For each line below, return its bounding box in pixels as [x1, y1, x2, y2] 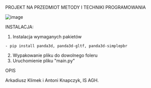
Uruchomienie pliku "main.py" [12, 58, 75, 64]
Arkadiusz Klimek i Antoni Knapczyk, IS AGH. [5, 77, 99, 83]
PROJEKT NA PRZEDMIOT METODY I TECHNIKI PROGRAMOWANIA [5, 5, 146, 10]
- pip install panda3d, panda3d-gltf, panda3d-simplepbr [5, 43, 128, 49]
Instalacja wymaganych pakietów [12, 34, 82, 39]
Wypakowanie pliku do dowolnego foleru [12, 53, 98, 58]
